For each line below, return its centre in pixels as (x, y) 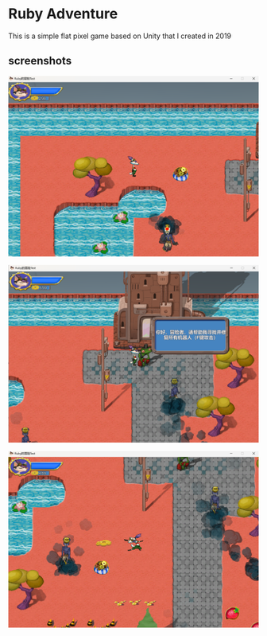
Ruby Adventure (63, 14)
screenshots (40, 61)
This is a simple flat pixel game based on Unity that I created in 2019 (120, 36)
